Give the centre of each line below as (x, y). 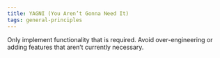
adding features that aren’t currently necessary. (76, 47)
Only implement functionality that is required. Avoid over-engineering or (110, 39)
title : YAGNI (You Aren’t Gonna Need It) (68, 13)
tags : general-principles (45, 20)
